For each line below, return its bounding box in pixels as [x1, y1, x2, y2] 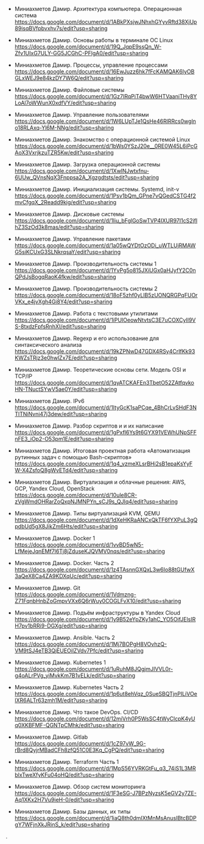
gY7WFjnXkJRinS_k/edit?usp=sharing [14, 821, 110, 828]
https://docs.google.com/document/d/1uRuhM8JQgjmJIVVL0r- [14, 665, 174, 672]
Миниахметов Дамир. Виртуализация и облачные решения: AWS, [14, 478, 186, 486]
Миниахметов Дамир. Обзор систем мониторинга [14, 783, 146, 790]
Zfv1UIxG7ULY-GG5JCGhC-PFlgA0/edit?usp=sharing [14, 50, 149, 57]
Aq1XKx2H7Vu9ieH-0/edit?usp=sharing [14, 796, 114, 803]
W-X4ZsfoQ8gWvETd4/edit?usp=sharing [14, 467, 118, 473]
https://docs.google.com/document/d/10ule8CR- [14, 492, 138, 498]
